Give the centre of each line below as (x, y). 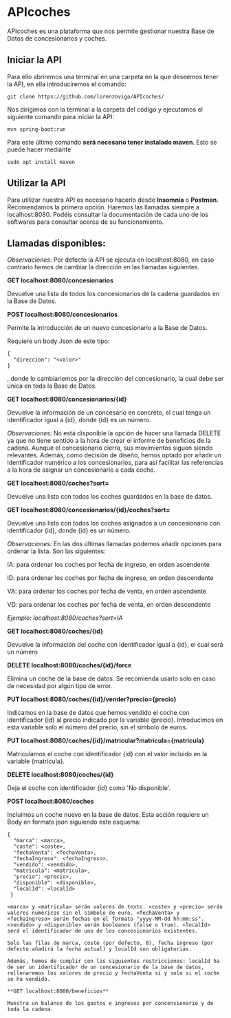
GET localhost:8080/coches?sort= (58, 484)
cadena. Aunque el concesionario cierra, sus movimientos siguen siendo (110, 448)
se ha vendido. (29, 979)
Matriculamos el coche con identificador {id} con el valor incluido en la (107, 754)
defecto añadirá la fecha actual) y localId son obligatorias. (100, 949)
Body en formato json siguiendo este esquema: (74, 822)
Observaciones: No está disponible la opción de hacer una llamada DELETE (114, 433)
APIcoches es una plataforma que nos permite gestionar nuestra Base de (111, 31)
